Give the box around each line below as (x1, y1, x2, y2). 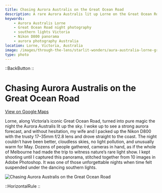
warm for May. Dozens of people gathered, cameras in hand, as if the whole (5, 144, 156, 150)
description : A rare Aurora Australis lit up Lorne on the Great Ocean (5, 12, 152, 16)
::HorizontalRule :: (5, 183, 40, 189)
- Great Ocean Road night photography (13, 25, 92, 30)
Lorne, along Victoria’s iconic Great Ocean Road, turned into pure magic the (5, 118, 155, 124)
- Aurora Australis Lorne (13, 20, 66, 26)
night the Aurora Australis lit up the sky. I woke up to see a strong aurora (5, 123, 148, 129)
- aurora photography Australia (13, 39, 79, 44)
